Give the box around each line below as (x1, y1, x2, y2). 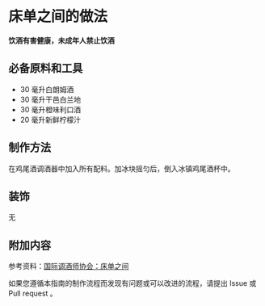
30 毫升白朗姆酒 (19, 84, 74, 94)
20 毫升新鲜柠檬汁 (19, 115, 82, 124)
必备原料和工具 (8, 61, 83, 75)
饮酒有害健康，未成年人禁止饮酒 (8, 36, 115, 45)
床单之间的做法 (8, 7, 108, 26)
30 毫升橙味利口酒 (19, 104, 82, 114)
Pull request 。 (8, 288, 58, 299)
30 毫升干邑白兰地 (19, 94, 82, 104)
